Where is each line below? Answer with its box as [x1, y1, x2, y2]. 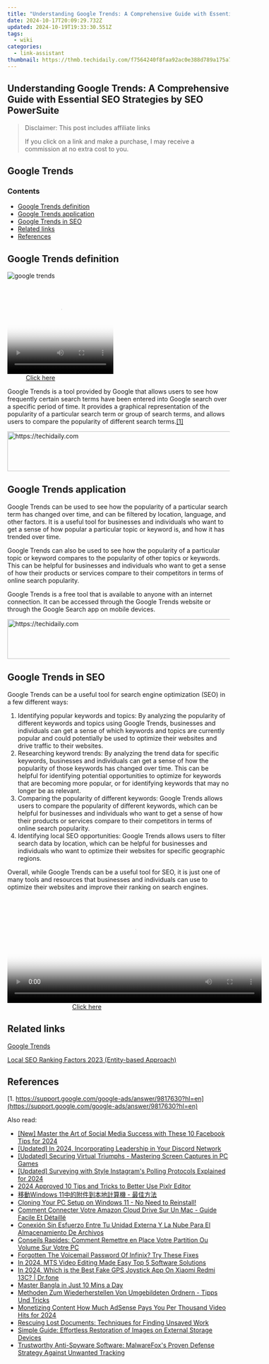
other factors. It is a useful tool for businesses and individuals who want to [7, 517, 224, 526]
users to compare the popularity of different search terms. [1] [7, 418, 184, 426]
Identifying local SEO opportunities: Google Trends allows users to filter [17, 831, 226, 840]
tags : [7, 30, 23, 37]
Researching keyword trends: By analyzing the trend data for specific [17, 748, 220, 757]
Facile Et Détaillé [17, 1213, 66, 1222]
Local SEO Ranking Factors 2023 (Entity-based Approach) [7, 1055, 177, 1064]
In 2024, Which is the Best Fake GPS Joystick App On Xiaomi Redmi [17, 1266, 215, 1274]
